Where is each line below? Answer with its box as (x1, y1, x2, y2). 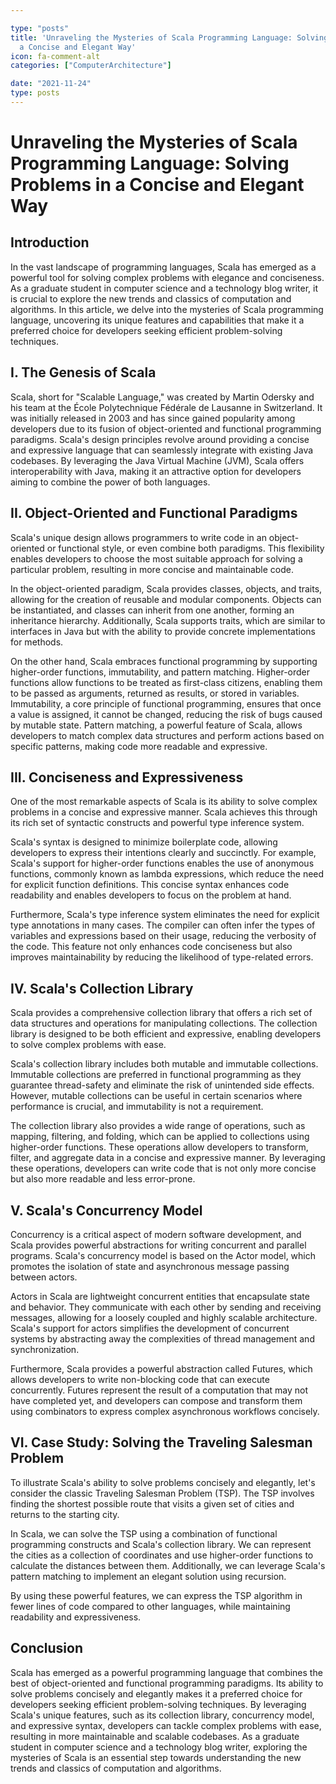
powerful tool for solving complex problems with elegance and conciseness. (10, 271, 325, 283)
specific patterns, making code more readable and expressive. (10, 740, 268, 752)
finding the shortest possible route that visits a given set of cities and (10, 1497, 295, 1510)
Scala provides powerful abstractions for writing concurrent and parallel (10, 1239, 307, 1251)
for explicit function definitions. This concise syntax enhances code (10, 879, 290, 891)
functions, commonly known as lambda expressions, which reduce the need (10, 868, 325, 880)
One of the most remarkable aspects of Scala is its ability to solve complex (10, 796, 318, 808)
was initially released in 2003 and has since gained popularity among (10, 412, 296, 424)
